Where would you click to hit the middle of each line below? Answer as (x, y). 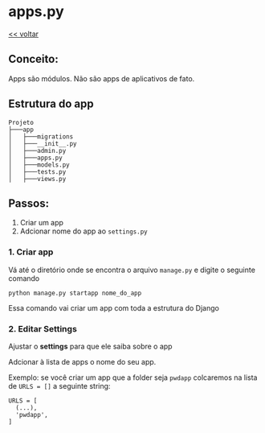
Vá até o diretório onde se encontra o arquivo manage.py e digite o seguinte (132, 270)
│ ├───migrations (41, 136)
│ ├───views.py (37, 179)
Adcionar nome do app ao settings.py (84, 231)
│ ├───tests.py (37, 171)
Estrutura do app (51, 104)
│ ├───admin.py (37, 151)
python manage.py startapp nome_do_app (75, 293)
